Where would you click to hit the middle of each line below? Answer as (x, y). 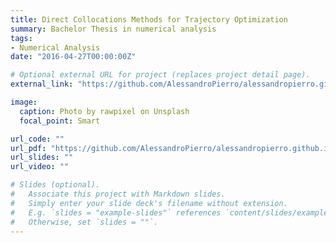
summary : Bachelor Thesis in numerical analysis (113, 29)
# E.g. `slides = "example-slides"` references (116, 212)
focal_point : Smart (60, 121)
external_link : (42, 84)
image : (24, 102)
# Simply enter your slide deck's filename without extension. (149, 203)
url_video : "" (40, 167)
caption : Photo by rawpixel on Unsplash (104, 111)
